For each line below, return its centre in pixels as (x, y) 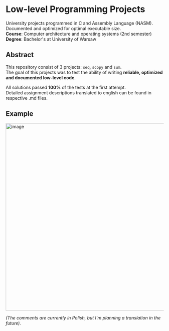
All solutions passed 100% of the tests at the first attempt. (66, 87)
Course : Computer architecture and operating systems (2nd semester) (79, 34)
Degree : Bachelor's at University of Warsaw (51, 39)
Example (20, 114)
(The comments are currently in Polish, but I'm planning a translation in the (83, 317)
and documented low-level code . (41, 77)
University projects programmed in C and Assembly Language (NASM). (79, 23)
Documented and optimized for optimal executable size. (63, 28)
